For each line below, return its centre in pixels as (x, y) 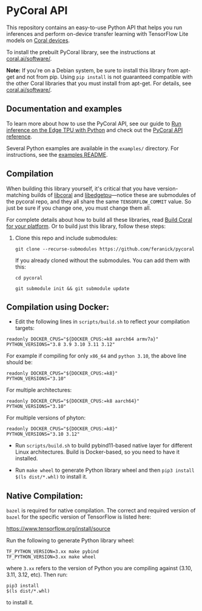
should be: (20, 362)
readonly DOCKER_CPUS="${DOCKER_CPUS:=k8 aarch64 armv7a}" (82, 339)
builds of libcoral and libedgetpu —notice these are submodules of (113, 195)
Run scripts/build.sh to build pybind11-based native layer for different (103, 446)
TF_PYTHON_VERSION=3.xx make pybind (52, 552)
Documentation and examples (64, 109)
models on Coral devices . (38, 40)
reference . (19, 136)
